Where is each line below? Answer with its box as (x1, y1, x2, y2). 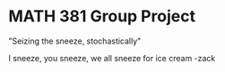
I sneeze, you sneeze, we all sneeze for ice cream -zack (8, 52, 216, 63)
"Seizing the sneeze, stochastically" (8, 36, 142, 46)
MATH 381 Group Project (8, 6, 196, 27)
